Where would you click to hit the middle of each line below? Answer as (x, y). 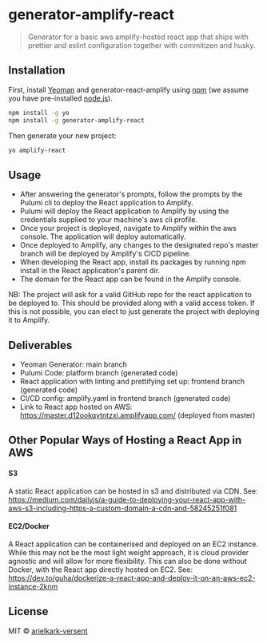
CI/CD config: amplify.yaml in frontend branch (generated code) (125, 398)
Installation (37, 71)
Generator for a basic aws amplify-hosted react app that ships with (138, 37)
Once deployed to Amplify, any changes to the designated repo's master (139, 245)
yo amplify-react (37, 150)
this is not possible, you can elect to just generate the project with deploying (134, 312)
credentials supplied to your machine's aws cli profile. (109, 220)
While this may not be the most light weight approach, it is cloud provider (129, 552)
